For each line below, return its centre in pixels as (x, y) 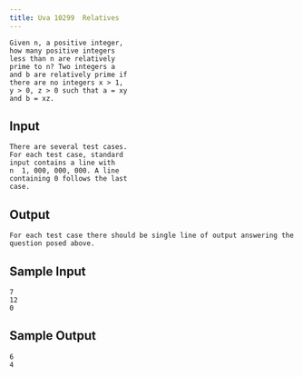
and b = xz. (32, 98)
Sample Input (48, 271)
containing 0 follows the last (68, 179)
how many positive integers (63, 51)
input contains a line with (63, 163)
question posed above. (52, 243)
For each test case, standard (67, 155)
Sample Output (53, 336)
